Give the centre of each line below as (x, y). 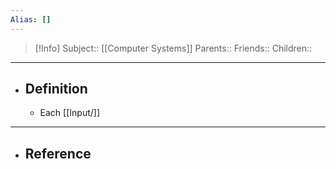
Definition (56, 89)
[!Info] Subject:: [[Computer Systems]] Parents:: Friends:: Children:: (173, 48)
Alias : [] (31, 19)
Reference (58, 153)
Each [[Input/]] (70, 113)
